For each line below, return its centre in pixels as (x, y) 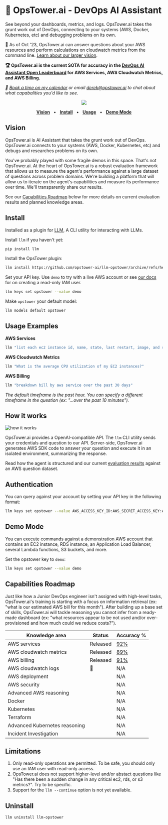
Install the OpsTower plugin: (34, 259)
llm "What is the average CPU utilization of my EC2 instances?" (74, 366)
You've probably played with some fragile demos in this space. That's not (81, 160)
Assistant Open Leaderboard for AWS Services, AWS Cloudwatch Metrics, (84, 72)
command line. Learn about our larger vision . (51, 55)
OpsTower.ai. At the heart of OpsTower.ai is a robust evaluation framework (81, 166)
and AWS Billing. (23, 78)
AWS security (24, 684)
